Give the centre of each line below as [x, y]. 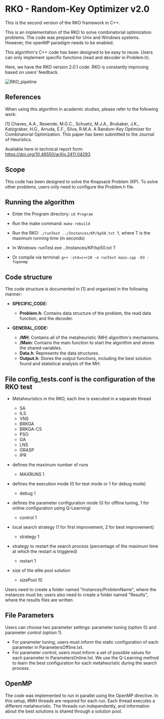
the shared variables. [41, 348]
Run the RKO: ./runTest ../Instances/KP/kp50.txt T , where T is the [81, 233]
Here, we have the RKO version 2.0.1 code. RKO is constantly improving [77, 67]
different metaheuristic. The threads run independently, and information [77, 706]
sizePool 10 [31, 580]
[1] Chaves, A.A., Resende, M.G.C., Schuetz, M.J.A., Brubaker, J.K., [72, 123]
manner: [13, 294]
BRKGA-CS [31, 429]
